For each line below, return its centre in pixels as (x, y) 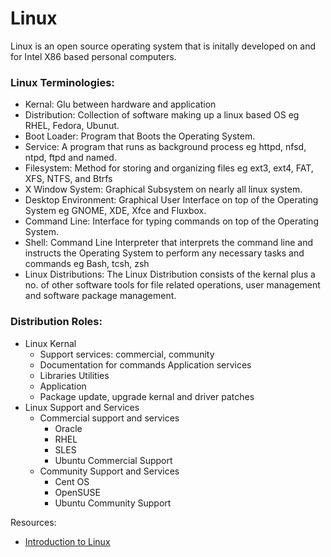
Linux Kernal (50, 343)
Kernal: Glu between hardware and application (120, 104)
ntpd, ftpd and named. (70, 158)
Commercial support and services (109, 418)
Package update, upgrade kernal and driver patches (147, 396)
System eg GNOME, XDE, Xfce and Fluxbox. (115, 211)
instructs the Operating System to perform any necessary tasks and (164, 253)
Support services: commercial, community (127, 354)
